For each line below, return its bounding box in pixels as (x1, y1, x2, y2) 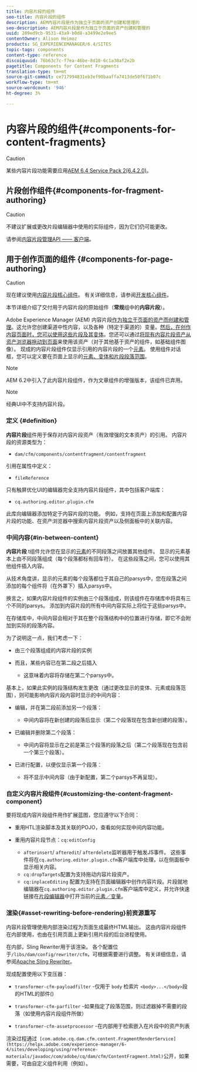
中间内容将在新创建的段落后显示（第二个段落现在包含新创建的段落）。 (23, 716, 191, 723)
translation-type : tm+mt (6, 69, 67, 74)
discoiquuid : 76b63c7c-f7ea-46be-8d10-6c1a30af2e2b (6, 57, 135, 63)
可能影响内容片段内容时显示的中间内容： (23, 691, 122, 698)
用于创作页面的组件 (6, 254, 76, 264)
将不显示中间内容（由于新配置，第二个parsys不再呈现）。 (23, 774, 161, 781)
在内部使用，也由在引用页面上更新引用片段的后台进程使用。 (6, 931, 150, 938)
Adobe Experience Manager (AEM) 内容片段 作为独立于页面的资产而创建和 (6, 316, 184, 323)
